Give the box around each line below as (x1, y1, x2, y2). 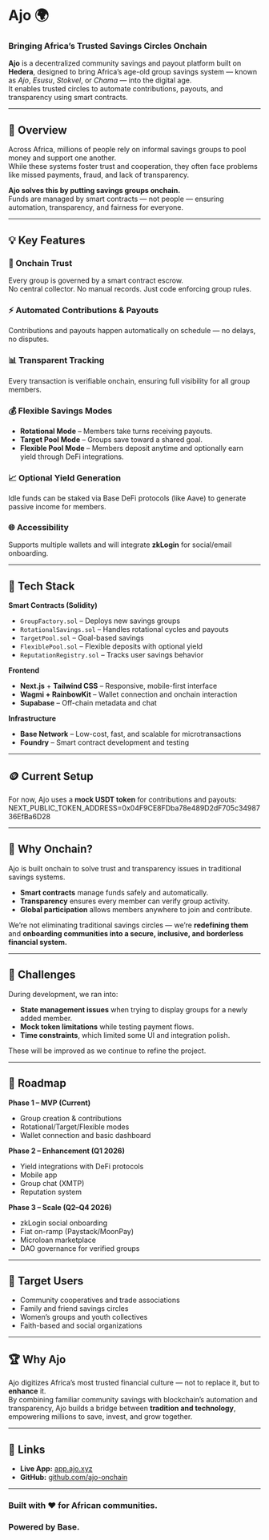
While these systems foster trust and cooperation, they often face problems (8, 162, 258, 171)
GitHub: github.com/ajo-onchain (19, 1472, 128, 1482)
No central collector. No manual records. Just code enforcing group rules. (8, 283, 252, 293)
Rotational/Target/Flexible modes (19, 1122, 130, 1132)
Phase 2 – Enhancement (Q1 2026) (8, 1146, 126, 1156)
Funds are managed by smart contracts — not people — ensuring (8, 194, 224, 204)
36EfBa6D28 (8, 812, 50, 822)
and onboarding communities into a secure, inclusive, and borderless (8, 928, 244, 938)
